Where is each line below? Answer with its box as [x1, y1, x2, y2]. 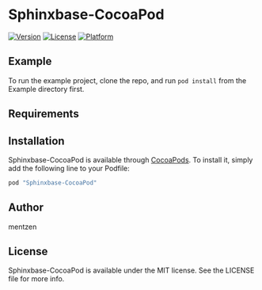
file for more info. [8, 274, 65, 284]
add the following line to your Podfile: [8, 163, 131, 173]
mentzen [8, 222, 37, 231]
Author [8, 200, 44, 215]
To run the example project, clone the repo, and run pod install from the [8, 75, 247, 85]
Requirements [8, 107, 79, 120]
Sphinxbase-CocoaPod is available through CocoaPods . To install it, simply [8, 155, 253, 164]
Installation [8, 134, 65, 147]
